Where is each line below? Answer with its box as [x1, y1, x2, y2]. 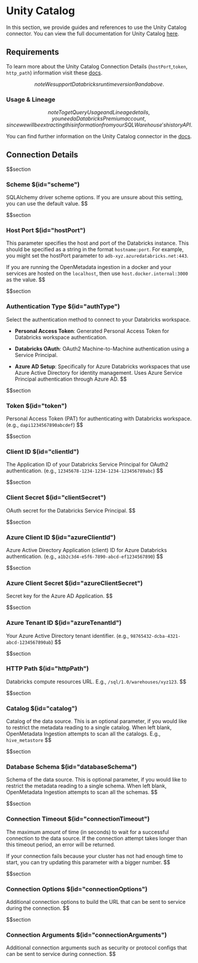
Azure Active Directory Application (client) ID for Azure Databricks [6, 546, 167, 553]
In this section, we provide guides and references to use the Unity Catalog [6, 24, 187, 31]
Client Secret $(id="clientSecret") [6, 494, 106, 502]
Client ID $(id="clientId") [6, 448, 80, 456]
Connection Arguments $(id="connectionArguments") [6, 930, 167, 939]
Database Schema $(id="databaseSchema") [6, 763, 137, 771]
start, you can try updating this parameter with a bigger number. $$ [6, 858, 170, 865]
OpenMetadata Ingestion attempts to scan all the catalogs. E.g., [6, 730, 161, 737]
